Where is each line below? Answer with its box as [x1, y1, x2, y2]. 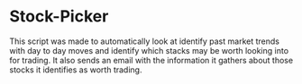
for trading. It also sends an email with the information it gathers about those [9, 55, 294, 65]
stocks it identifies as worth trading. [9, 64, 142, 75]
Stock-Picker [9, 6, 109, 27]
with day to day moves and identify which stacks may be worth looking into [9, 45, 289, 55]
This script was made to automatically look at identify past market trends [9, 36, 279, 46]
